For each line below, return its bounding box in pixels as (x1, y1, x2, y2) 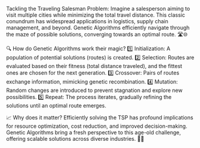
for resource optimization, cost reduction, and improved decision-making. (6, 122, 187, 129)
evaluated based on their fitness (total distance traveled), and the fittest (6, 63, 183, 69)
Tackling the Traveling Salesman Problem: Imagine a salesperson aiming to (6, 5, 190, 12)
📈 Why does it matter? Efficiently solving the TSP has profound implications (6, 114, 193, 121)
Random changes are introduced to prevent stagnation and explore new (6, 87, 183, 94)
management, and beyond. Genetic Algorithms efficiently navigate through (6, 24, 190, 31)
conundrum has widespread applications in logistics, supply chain (6, 18, 168, 24)
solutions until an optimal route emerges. (6, 102, 106, 109)
